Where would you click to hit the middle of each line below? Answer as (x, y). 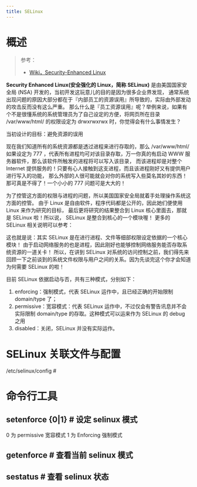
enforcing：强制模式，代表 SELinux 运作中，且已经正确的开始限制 (94, 292)
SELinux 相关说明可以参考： (40, 225)
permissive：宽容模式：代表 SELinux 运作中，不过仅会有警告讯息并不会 (101, 306)
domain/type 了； (36, 299)
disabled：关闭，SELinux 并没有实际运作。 (66, 328)
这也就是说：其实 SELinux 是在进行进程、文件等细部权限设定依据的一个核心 (97, 237)
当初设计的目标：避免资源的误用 (45, 134)
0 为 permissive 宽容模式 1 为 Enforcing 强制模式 (64, 435)
